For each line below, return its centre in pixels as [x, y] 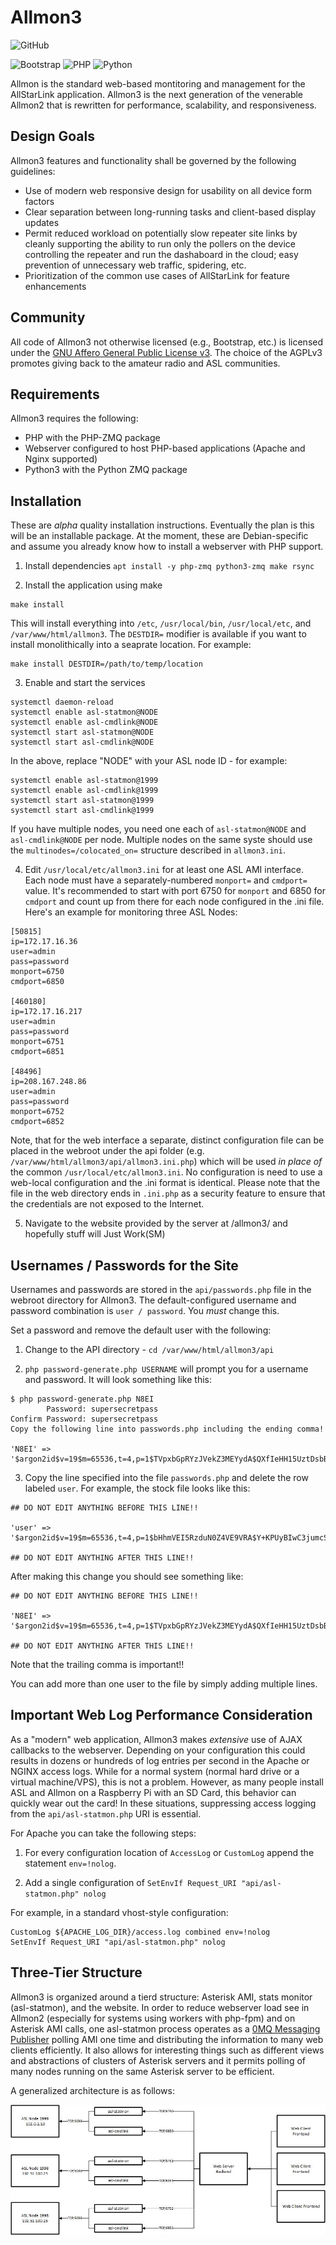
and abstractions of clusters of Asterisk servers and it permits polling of [158, 2060]
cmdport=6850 [37, 982]
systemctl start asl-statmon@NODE [82, 732]
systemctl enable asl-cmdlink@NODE [84, 722]
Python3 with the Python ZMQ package [106, 470]
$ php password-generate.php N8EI [82, 1399]
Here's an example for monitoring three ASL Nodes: [131, 912]
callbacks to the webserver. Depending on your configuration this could [158, 1750]
